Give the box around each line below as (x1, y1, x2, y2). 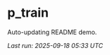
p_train (7, 5, 49, 21)
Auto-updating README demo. (7, 28, 97, 36)
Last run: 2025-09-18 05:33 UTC (7, 41, 104, 49)
